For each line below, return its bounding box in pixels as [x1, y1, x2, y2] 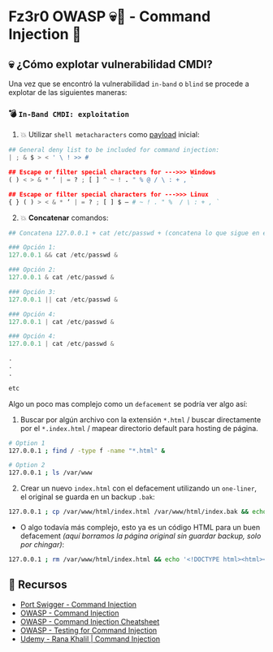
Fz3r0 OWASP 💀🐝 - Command [8, 7, 211, 26]
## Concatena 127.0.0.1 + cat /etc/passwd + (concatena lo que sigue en [8, 229, 260, 237]
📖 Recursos [8, 578, 67, 592]
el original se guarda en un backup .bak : [19, 492, 156, 502]
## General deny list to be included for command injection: [8, 146, 220, 154]
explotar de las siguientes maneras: [8, 88, 128, 97]
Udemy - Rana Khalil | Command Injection [19, 633, 161, 644]
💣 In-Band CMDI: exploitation [8, 108, 130, 119]
